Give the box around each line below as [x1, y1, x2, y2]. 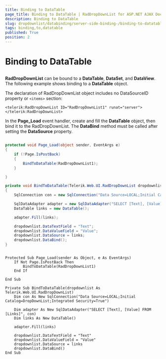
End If [14, 268, 28, 274]
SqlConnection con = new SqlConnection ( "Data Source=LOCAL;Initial [14, 193, 156, 198]
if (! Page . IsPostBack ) [14, 152, 61, 157]
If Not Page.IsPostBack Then [14, 260, 74, 265]
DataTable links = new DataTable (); [14, 206, 90, 211]
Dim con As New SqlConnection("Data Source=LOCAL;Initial [14, 294, 136, 299]
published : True [5, 30, 39, 35]
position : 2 [5, 35, 30, 40]
